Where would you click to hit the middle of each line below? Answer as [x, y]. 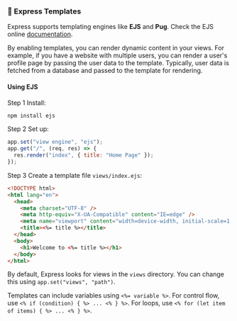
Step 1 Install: [27, 103]
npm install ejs [31, 116]
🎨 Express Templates [44, 11]
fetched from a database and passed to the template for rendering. [105, 71]
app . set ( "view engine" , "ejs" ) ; [55, 142]
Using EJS [23, 86]
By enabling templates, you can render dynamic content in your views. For [116, 48]
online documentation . [40, 34]
